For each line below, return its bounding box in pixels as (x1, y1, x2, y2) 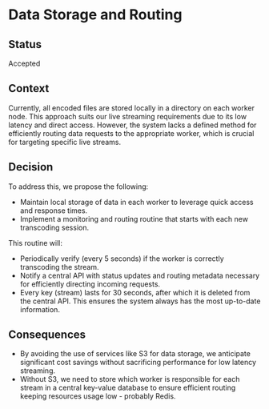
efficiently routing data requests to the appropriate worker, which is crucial (8, 128, 255, 138)
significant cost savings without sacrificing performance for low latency (19, 358, 257, 367)
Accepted (8, 58, 41, 68)
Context (8, 82, 50, 95)
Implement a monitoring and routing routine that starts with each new (19, 214, 248, 223)
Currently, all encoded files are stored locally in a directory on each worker (8, 102, 255, 113)
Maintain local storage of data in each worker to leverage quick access (19, 197, 254, 207)
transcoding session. (19, 223, 90, 232)
